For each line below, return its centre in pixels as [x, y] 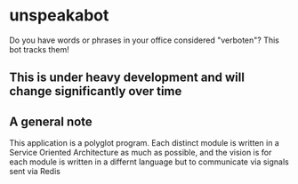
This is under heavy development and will [127, 78]
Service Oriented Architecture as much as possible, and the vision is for [141, 153]
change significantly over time [96, 91]
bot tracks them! [39, 49]
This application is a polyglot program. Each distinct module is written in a [145, 143]
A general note [51, 121]
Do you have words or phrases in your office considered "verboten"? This [145, 40]
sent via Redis [35, 172]
